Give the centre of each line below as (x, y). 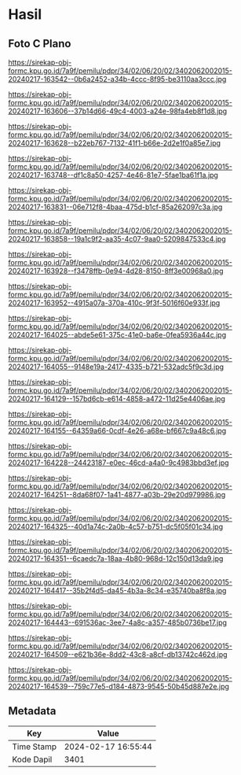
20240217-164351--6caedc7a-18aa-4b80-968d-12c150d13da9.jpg (116, 559)
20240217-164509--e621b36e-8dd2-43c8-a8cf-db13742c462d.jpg (118, 654)
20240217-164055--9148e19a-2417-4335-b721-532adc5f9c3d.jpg (116, 367)
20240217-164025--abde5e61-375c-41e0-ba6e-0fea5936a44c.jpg (117, 335)
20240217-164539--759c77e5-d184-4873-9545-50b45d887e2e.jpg (119, 686)
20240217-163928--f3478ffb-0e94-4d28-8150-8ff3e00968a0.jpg (116, 271)
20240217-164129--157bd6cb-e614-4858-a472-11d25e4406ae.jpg (117, 399)
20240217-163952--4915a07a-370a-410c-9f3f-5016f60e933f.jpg (114, 303)
